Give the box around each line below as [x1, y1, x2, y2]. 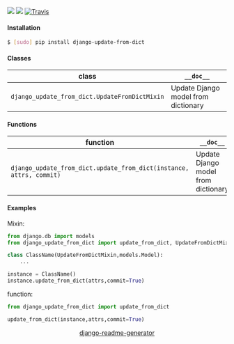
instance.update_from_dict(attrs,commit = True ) [7, 277, 145, 285]
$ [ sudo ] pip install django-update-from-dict [7, 39, 145, 46]
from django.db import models [7, 233, 95, 240]
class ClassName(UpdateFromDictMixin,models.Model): [7, 251, 164, 259]
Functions [7, 120, 37, 128]
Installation [7, 23, 40, 31]
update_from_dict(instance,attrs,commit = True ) [7, 315, 145, 323]
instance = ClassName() [7, 271, 77, 278]
